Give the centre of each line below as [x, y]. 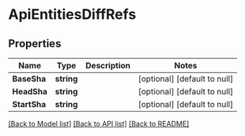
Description [108, 66]
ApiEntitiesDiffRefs [72, 15]
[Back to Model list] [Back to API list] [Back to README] [99, 124]
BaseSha [29, 79]
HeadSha [30, 92]
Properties [35, 44]
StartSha [29, 104]
